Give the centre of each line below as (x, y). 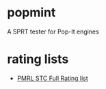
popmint (31, 13)
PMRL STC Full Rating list (53, 78)
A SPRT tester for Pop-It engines (53, 31)
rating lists (38, 59)
